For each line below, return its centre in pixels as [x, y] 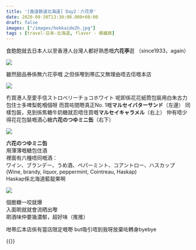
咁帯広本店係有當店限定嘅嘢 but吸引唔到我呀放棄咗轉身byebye [81, 229]
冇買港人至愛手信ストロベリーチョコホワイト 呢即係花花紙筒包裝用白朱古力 [97, 98]
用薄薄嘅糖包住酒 [27, 151]
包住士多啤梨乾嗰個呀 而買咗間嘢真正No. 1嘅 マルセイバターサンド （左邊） [95, 105]
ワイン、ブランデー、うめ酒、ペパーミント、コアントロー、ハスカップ [91, 165]
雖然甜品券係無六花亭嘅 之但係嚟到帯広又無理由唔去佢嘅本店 [79, 75]
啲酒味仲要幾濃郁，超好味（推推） [47, 217]
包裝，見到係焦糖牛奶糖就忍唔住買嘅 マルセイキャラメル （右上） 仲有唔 [97, 113]
